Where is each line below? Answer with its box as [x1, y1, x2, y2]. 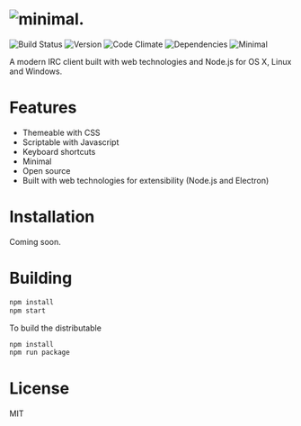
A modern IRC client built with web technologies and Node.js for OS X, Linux [9, 56, 292, 67]
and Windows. [9, 66, 63, 77]
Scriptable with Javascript [22, 136, 120, 148]
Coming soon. [9, 236, 61, 247]
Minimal [22, 156, 52, 167]
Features [9, 97, 77, 118]
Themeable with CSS [22, 127, 101, 138]
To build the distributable [9, 322, 102, 333]
